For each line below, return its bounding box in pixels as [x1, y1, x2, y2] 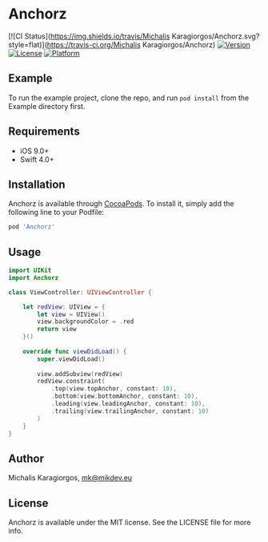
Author [8, 451, 44, 465]
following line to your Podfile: [8, 208, 105, 217]
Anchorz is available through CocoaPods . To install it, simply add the [8, 199, 234, 208]
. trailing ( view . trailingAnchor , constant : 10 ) [50, 406, 210, 415]
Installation [8, 177, 66, 191]
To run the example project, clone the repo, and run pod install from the [8, 93, 250, 103]
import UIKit [8, 266, 52, 275]
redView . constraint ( [37, 378, 106, 386]
